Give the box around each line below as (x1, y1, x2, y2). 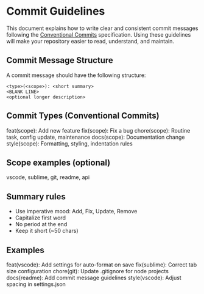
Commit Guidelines (6, 4, 105, 18)
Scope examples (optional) (6, 157, 111, 167)
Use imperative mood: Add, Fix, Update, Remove (15, 208, 138, 215)
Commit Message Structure (6, 55, 114, 65)
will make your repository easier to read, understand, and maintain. (6, 37, 175, 45)
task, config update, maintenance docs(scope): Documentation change (6, 133, 185, 141)
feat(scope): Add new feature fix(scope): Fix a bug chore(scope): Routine (6, 127, 191, 134)
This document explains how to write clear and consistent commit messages (6, 24, 199, 32)
